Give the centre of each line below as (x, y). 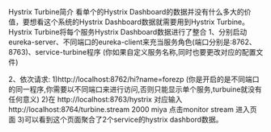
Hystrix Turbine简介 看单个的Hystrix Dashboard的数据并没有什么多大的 (126, 12)
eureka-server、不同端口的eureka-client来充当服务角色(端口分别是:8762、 (132, 42)
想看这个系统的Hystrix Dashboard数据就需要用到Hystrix (122, 22)
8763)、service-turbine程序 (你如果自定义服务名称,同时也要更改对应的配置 (132, 52)
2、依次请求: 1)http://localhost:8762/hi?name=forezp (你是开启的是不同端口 (134, 79)
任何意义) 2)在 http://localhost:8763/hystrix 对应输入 (95, 99)
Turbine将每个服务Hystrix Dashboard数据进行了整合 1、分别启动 (140, 32)
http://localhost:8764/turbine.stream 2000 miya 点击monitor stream (121, 109)
